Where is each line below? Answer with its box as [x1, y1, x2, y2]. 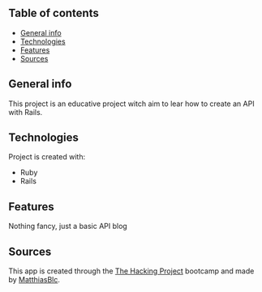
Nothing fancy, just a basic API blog [8, 222, 127, 231]
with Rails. [8, 107, 43, 116]
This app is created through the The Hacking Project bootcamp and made [8, 266, 255, 276]
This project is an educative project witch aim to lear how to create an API [8, 99, 255, 108]
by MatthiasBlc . [8, 275, 61, 285]
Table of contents [8, 6, 99, 20]
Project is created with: [8, 152, 86, 162]
